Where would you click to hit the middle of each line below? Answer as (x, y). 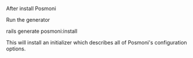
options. (16, 49)
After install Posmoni (31, 8)
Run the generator (28, 20)
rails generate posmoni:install (42, 31)
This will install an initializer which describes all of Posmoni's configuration (96, 42)
